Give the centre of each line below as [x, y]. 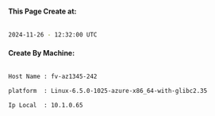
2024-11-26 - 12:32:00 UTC [53, 35]
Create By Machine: [42, 52]
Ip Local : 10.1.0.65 [46, 106]
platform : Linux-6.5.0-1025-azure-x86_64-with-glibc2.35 [108, 91]
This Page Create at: [42, 11]
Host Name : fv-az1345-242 [53, 77]
